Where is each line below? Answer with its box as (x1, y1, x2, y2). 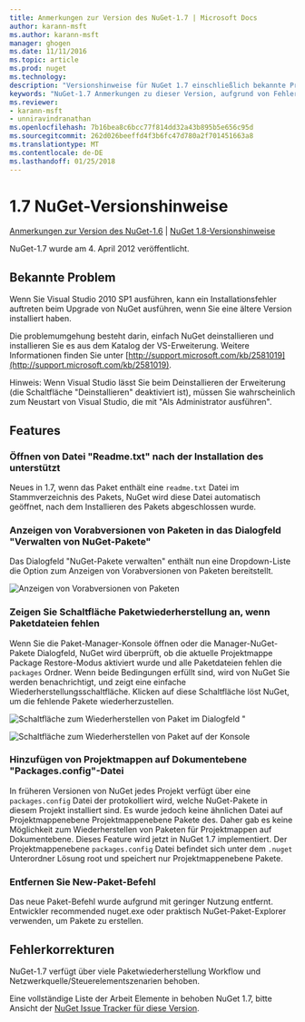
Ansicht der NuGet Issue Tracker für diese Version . (9, 1002, 200, 1013)
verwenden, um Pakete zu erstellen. (9, 916, 143, 927)
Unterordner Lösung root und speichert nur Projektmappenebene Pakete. (9, 852, 284, 863)
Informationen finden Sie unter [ (9, 350, 129, 361)
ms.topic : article (9, 55, 79, 64)
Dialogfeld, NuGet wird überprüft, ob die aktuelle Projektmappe (36, 647, 273, 658)
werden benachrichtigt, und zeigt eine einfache (9, 676, 186, 687)
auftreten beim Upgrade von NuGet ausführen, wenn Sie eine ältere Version (9, 303, 292, 314)
